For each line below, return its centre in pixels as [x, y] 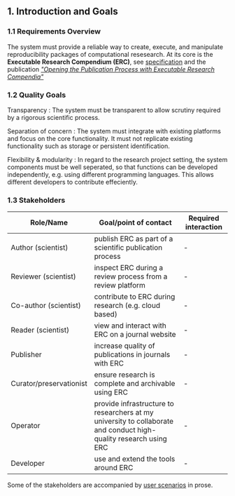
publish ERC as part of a [134, 239]
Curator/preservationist [49, 384]
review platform [120, 286]
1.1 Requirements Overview [54, 32]
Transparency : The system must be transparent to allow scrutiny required [114, 110]
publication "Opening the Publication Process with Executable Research [111, 69]
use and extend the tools [135, 459]
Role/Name [49, 222]
